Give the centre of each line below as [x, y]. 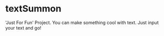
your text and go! [23, 27]
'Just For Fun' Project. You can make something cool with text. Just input [82, 22]
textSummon [33, 9]
